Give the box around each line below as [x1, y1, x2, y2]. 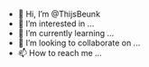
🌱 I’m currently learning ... [17, 28, 115, 38]
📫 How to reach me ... [17, 48, 102, 58]
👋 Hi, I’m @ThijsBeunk [17, 9, 101, 19]
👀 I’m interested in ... [17, 18, 95, 29]
